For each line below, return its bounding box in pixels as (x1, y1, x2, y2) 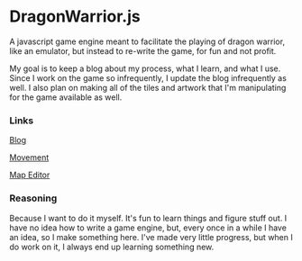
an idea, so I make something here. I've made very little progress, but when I (9, 231, 293, 242)
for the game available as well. (9, 92, 123, 103)
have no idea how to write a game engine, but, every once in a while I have (9, 222, 287, 233)
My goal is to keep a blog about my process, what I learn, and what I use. (9, 63, 281, 74)
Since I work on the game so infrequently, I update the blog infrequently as (9, 72, 287, 83)
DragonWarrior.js (9, 6, 142, 27)
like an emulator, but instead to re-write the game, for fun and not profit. (9, 45, 277, 56)
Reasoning (9, 192, 58, 204)
